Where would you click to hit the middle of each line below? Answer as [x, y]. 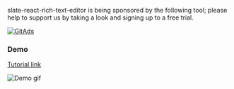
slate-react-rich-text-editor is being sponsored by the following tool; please [117, 10]
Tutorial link [24, 64]
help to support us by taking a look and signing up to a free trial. [100, 18]
